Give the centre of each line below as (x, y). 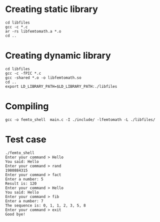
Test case (26, 139)
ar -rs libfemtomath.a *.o (33, 31)
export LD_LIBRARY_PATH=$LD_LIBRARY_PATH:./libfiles (61, 86)
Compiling (27, 106)
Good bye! (15, 214)
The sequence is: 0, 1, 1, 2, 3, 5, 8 (45, 205)
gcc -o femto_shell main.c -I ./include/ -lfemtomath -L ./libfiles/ (80, 120)
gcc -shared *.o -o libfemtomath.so (43, 78)
